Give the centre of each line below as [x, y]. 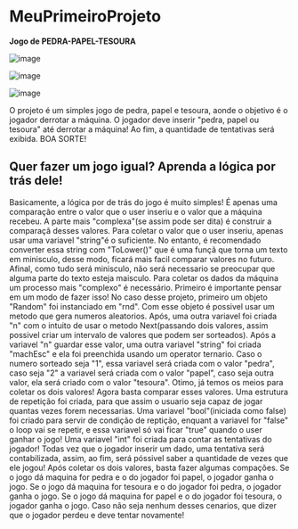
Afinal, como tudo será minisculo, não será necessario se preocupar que [142, 269]
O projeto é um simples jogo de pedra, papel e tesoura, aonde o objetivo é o [149, 110]
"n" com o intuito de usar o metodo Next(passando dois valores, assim [139, 325]
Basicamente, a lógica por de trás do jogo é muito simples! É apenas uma [144, 202]
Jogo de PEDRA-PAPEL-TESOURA [72, 41]
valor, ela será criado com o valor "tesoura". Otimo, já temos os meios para [146, 382]
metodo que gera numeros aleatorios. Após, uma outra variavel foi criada [143, 316]
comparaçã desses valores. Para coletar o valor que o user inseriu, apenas [146, 230]
